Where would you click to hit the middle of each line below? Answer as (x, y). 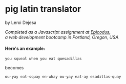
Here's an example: (25, 48)
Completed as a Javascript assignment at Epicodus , (58, 32)
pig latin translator (43, 9)
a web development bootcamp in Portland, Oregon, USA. (62, 37)
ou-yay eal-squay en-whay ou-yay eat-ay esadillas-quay (63, 77)
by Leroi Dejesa (21, 22)
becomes (14, 68)
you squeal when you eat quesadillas (43, 59)
